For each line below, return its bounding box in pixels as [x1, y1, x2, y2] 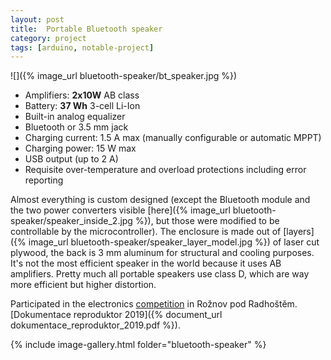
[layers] [283, 226, 315, 238]
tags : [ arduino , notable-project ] [10, 42, 155, 53]
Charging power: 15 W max [24, 142, 137, 155]
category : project [10, 33, 87, 43]
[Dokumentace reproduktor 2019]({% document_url [10, 309, 223, 321]
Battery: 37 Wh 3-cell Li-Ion [24, 100, 141, 112]
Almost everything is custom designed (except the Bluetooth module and [10, 194, 311, 206]
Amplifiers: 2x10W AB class [24, 89, 140, 101]
